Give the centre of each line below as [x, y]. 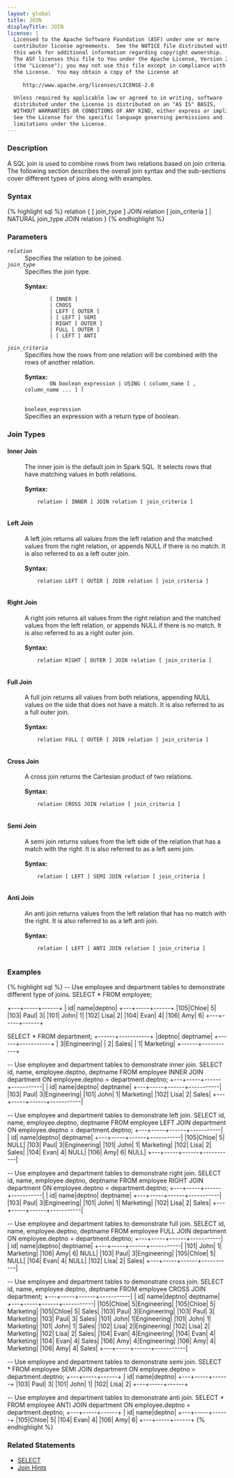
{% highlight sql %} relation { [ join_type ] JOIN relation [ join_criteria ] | [109, 212]
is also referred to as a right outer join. [79, 632]
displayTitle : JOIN [36, 26]
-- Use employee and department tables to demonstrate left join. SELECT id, [117, 1115]
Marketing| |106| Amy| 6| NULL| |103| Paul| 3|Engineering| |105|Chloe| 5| [111, 1254]
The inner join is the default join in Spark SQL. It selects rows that [118, 466]
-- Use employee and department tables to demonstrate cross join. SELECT [116, 1282]
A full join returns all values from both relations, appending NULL [117, 697]
